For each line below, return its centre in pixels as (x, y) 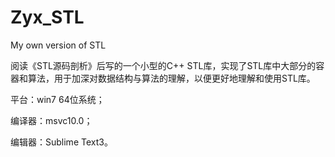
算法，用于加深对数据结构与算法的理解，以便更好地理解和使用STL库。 (171, 78)
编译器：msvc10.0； (51, 120)
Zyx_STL (47, 17)
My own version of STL (58, 45)
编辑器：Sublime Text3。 (61, 142)
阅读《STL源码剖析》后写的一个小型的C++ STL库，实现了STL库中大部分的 (163, 65)
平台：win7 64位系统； (57, 99)
